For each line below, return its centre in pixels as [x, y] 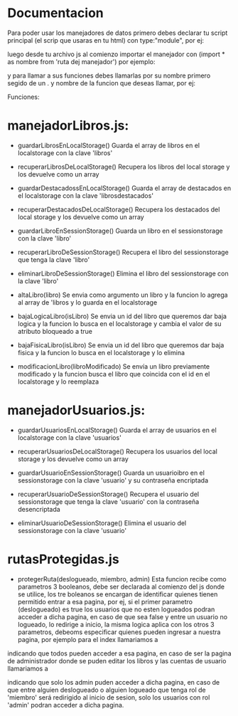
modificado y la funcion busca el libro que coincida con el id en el [114, 374]
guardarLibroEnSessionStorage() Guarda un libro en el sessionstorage [120, 231]
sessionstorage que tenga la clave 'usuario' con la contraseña [108, 501]
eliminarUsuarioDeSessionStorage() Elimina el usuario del [102, 523]
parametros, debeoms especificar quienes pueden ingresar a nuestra [119, 632]
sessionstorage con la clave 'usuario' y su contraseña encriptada [113, 480]
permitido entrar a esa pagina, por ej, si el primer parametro [105, 601]
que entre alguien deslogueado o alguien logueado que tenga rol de [107, 690]
